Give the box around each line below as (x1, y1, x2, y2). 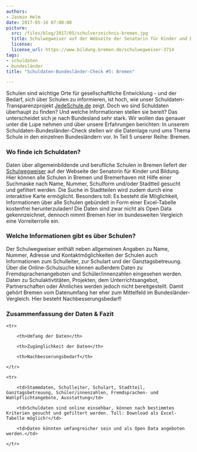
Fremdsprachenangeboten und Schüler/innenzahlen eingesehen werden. (6, 270, 183, 277)
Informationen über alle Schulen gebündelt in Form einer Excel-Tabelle (6, 199, 176, 206)
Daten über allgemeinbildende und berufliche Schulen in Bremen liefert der (6, 161, 187, 168)
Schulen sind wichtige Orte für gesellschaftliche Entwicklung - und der (6, 90, 177, 97)
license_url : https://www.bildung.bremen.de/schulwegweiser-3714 (11, 47, 175, 53)
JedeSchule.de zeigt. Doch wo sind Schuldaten (55, 102, 169, 109)
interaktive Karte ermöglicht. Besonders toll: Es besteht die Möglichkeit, (6, 192, 179, 199)
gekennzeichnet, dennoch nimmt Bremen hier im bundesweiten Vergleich (6, 211, 184, 218)
